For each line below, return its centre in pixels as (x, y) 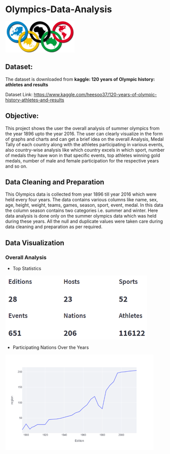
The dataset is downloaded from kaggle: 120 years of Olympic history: (80, 79)
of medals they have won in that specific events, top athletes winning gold (83, 155)
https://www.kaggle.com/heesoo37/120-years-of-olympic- (95, 94)
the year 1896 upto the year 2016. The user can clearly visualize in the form (84, 133)
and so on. (16, 166)
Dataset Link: (19, 94)
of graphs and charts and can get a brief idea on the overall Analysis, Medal (84, 139)
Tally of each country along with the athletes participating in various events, (84, 144)
